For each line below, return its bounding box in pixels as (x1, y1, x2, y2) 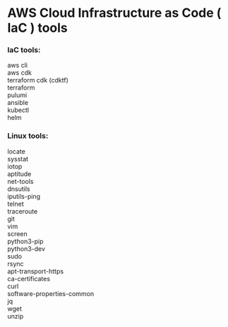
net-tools (7, 177, 34, 185)
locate (7, 147, 26, 156)
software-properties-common (7, 289, 95, 297)
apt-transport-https (7, 266, 64, 276)
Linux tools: (7, 131, 49, 141)
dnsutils (7, 185, 30, 193)
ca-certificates (7, 274, 51, 283)
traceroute (7, 206, 38, 216)
